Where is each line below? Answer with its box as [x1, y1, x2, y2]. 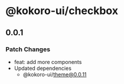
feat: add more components [14, 58, 82, 65]
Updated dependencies [14, 65, 72, 72]
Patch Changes [5, 45, 51, 53]
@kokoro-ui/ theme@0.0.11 [22, 70, 87, 78]
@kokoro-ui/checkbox [5, 4, 119, 18]
